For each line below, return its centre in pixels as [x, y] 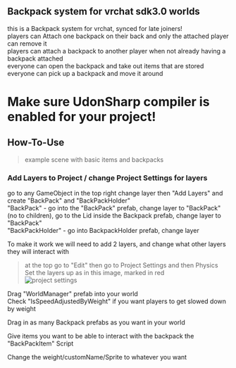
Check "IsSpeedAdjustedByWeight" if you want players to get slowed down [117, 301]
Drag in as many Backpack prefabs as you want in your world [96, 322]
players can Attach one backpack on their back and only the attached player [118, 36]
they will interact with [38, 252]
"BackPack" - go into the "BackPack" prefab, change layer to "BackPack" [114, 208]
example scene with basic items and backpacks [94, 159]
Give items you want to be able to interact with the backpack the [101, 336]
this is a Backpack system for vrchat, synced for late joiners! [95, 28]
